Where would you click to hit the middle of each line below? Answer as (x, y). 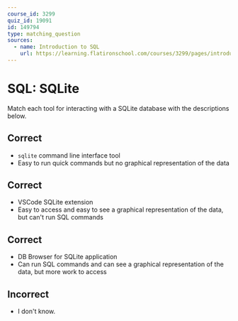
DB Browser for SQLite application (67, 257)
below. (17, 116)
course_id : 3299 (31, 14)
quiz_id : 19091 (30, 21)
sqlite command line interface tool (69, 155)
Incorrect (28, 294)
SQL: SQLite (44, 89)
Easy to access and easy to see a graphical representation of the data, (120, 210)
